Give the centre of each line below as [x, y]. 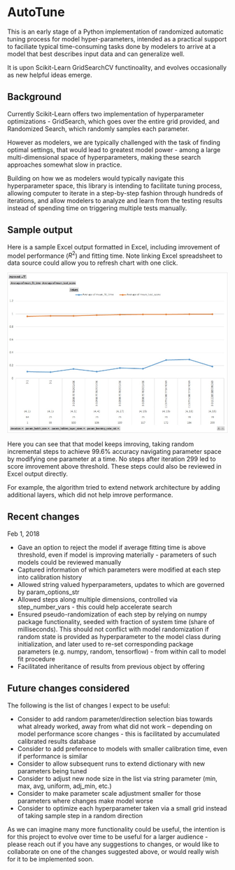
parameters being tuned [52, 771]
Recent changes [43, 517]
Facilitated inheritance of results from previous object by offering [111, 666]
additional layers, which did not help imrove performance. [90, 495]
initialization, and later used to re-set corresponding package [105, 644]
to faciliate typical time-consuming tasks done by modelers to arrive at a [112, 46]
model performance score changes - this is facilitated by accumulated [119, 733]
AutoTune [36, 12]
